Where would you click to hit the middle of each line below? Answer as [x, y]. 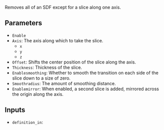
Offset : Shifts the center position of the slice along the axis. [74, 62]
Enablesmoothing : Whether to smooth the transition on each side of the [85, 73]
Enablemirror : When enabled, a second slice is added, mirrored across [86, 89]
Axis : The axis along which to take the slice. [58, 40]
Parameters [23, 23]
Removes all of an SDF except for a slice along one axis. [63, 7]
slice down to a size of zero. [41, 78]
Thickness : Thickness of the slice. [47, 67]
